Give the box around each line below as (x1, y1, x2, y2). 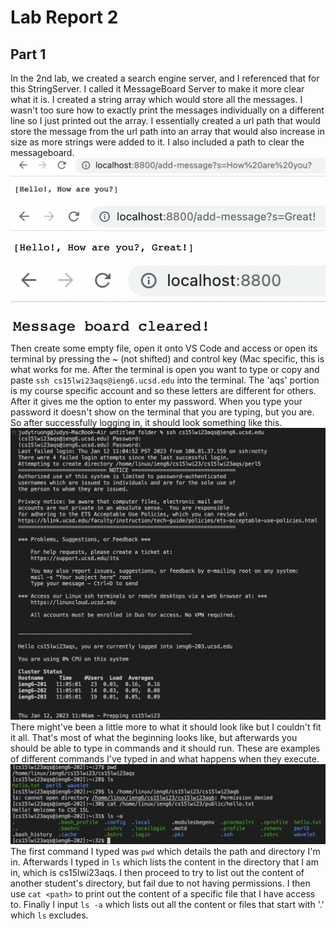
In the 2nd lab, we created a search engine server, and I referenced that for (10, 72, 320, 84)
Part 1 (10, 46, 47, 63)
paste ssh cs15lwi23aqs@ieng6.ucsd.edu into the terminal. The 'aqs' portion (10, 374, 320, 386)
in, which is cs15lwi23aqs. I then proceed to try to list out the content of (10, 867, 305, 879)
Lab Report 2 (10, 6, 119, 29)
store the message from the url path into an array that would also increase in (10, 126, 325, 137)
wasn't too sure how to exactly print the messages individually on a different (10, 104, 325, 116)
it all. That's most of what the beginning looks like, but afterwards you (10, 732, 298, 744)
